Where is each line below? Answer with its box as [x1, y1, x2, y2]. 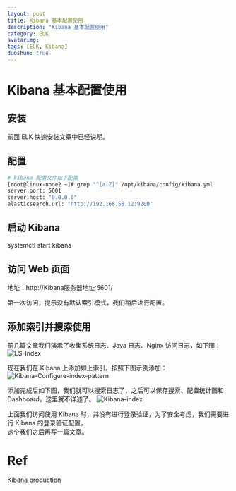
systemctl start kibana [7, 241, 72, 249]
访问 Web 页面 [7, 263, 70, 275]
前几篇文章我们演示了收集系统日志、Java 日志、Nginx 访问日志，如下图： [7, 341, 221, 349]
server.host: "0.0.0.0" [7, 194, 78, 201]
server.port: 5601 [7, 188, 61, 195]
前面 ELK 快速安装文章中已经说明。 [7, 132, 110, 141]
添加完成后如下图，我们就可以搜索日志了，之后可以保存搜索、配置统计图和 [7, 386, 224, 394]
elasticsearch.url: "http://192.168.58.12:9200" [7, 200, 153, 208]
